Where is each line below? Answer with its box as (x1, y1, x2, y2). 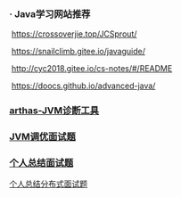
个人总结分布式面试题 (9, 178, 87, 189)
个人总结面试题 (9, 157, 74, 169)
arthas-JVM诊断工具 (9, 104, 100, 117)
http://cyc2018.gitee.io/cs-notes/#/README (11, 63, 173, 74)
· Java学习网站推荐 (9, 7, 91, 20)
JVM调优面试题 (9, 131, 76, 144)
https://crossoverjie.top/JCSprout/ (11, 29, 137, 39)
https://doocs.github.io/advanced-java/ (11, 80, 156, 91)
